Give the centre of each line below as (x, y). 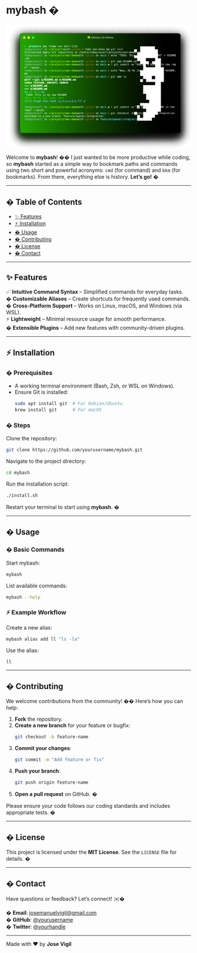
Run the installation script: (38, 484)
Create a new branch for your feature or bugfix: (72, 725)
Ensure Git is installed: (41, 392)
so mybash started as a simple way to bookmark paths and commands (92, 164)
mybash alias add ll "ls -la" (43, 639)
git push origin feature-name (52, 783)
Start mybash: (23, 563)
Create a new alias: (29, 627)
